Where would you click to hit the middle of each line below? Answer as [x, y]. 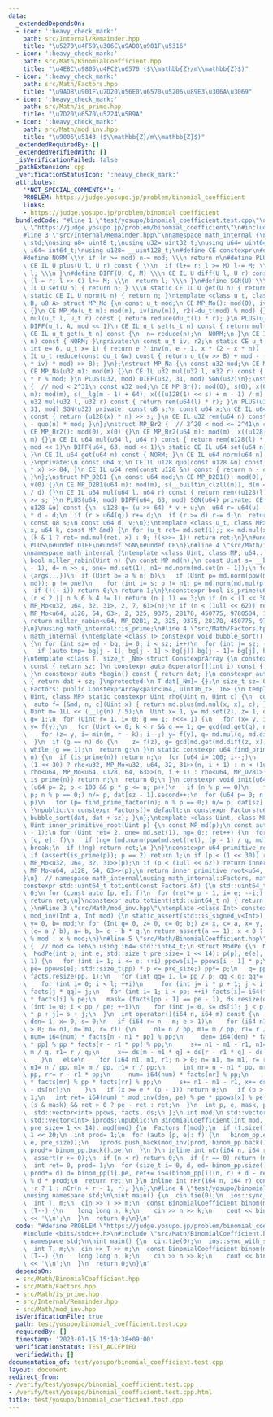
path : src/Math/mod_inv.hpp [70, 129]
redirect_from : [34, 1377]
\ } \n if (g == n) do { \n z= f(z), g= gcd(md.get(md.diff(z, [138, 742]
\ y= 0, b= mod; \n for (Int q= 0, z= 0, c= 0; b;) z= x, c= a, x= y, [143, 923]
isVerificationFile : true [60, 1317]
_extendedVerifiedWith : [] [61, 152]
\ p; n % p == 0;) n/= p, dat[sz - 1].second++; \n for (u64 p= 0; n [143, 795]
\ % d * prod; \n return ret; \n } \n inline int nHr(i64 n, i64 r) [138, 1180]
